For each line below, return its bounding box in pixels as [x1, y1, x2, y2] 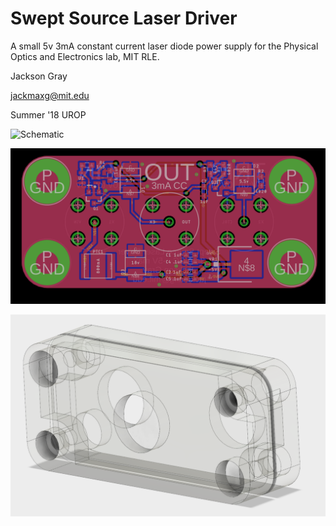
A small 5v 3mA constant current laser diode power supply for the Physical [10, 40, 319, 52]
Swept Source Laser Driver [10, 7, 238, 30]
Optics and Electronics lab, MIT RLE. [10, 50, 160, 62]
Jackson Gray [10, 70, 68, 82]
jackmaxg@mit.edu [10, 89, 90, 101]
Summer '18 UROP [10, 108, 87, 121]
